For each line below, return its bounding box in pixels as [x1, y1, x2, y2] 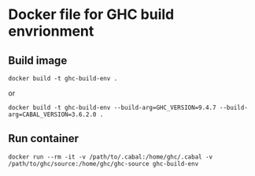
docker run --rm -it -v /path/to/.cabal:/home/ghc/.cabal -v [8, 152, 213, 161]
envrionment [8, 22, 94, 40]
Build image [8, 54, 68, 67]
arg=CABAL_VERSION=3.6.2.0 [8, 110, 97, 118]
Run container [8, 132, 79, 145]
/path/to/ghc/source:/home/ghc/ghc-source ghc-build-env [8, 159, 199, 167]
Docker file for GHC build [8, 6, 175, 24]
